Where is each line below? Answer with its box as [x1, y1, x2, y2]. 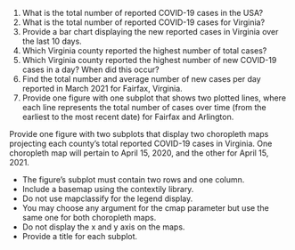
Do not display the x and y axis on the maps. [21, 222, 185, 232]
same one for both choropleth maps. [21, 213, 157, 222]
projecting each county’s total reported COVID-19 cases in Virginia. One [9, 138, 273, 149]
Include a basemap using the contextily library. [21, 184, 194, 194]
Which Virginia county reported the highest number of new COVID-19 [21, 55, 277, 65]
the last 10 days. [21, 36, 82, 46]
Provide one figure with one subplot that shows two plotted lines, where [21, 93, 287, 103]
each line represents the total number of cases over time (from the [21, 102, 267, 112]
